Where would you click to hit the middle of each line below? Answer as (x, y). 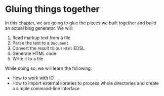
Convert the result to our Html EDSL (48, 48)
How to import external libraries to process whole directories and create (85, 83)
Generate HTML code (34, 53)
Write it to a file (28, 58)
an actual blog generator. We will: (39, 28)
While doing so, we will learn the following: (49, 68)
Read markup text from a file (41, 38)
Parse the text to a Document (40, 43)
